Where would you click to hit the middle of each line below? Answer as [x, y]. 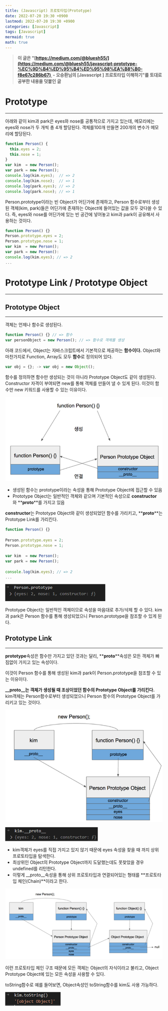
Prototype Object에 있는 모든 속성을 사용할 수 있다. [55, 974]
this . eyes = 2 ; [25, 149]
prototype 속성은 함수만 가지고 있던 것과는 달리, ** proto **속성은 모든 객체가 [80, 656]
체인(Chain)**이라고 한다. [43, 881]
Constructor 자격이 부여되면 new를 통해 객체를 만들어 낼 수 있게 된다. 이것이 [79, 383]
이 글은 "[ [27, 58]
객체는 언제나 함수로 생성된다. [34, 325]
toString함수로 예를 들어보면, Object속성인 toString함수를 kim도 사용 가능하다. [82, 985]
